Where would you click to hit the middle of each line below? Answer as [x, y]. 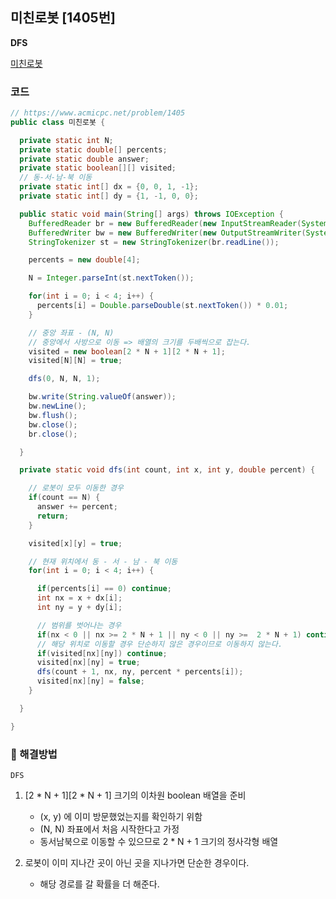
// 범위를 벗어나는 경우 [79, 625]
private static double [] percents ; [93, 149]
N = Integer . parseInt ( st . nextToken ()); [111, 278]
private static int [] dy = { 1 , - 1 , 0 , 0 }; [109, 196]
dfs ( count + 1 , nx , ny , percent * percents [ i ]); [140, 672]
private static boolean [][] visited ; [98, 168]
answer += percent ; [77, 507]
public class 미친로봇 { [58, 122]
